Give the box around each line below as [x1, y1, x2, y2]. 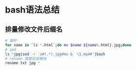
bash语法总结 [5, 4, 60, 15]
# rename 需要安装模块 [5, 56, 47, 61]
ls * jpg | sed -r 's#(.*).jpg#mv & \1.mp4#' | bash [5, 52, 105, 56]
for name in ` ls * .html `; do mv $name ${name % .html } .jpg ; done [5, 42, 132, 47]
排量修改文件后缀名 [5, 25, 63, 33]
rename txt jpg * [5, 61, 40, 66]
